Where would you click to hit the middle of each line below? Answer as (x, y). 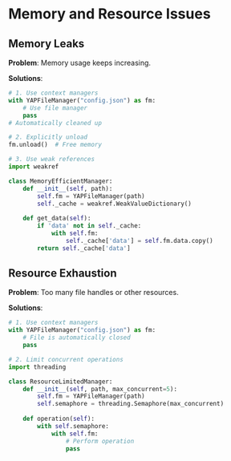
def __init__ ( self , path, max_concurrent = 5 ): (100, 389)
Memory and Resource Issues (109, 14)
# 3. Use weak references (51, 160)
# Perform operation (100, 441)
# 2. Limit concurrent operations (66, 359)
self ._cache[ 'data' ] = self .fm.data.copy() (140, 241)
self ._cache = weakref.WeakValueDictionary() (115, 204)
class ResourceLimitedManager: (61, 382)
